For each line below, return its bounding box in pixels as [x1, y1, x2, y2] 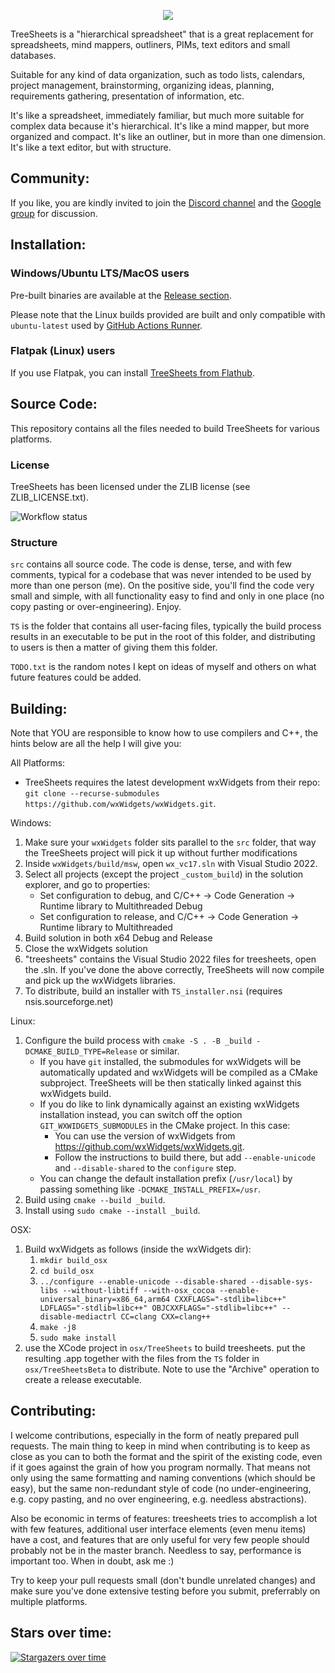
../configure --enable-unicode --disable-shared [39, 1277, 247, 1287]
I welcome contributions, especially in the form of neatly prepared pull [10, 1429, 300, 1441]
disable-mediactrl [39, 1312, 117, 1322]
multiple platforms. [10, 1595, 88, 1607]
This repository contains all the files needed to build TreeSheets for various [10, 422, 320, 434]
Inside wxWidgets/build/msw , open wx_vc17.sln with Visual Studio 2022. [24, 858, 318, 870]
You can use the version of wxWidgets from [54, 1130, 236, 1142]
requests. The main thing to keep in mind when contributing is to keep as [10, 1440, 311, 1452]
